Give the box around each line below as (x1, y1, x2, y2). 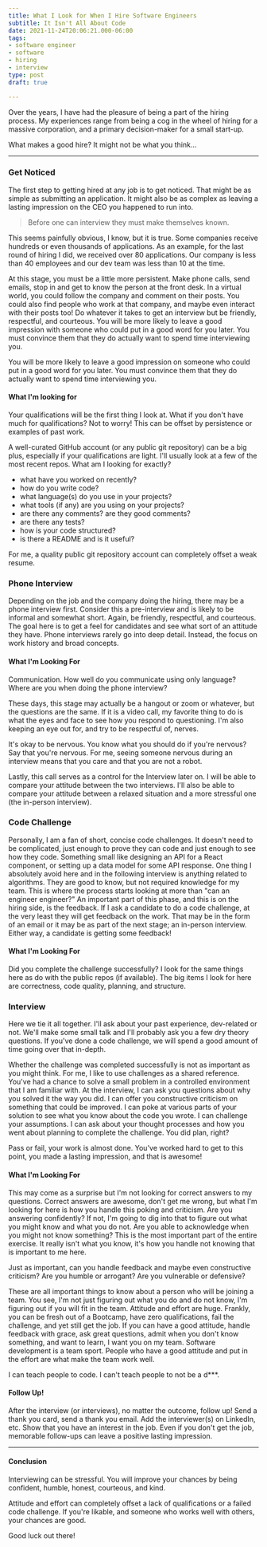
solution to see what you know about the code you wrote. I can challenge (8, 1111, 248, 1120)
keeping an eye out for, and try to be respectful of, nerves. (8, 723, 199, 734)
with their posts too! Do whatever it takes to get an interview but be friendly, (8, 308, 257, 317)
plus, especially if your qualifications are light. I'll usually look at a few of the (8, 451, 257, 460)
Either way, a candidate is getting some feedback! (8, 928, 172, 938)
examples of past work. (8, 427, 85, 436)
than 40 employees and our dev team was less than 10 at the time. (8, 258, 226, 268)
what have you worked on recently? (19, 475, 137, 484)
